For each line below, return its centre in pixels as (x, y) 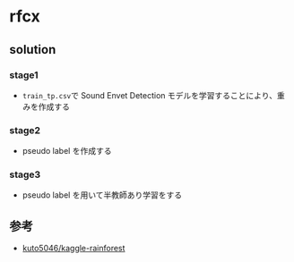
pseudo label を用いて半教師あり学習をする (102, 195)
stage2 (25, 130)
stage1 (24, 75)
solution (33, 50)
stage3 (25, 174)
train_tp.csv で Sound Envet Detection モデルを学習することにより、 (150, 95)
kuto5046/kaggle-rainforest (73, 249)
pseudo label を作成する (67, 151)
